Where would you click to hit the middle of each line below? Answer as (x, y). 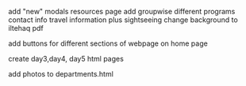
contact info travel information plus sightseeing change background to (123, 20)
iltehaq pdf (26, 28)
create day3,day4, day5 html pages (66, 59)
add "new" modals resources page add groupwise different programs (122, 11)
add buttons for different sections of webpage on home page (108, 43)
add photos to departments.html (61, 74)
